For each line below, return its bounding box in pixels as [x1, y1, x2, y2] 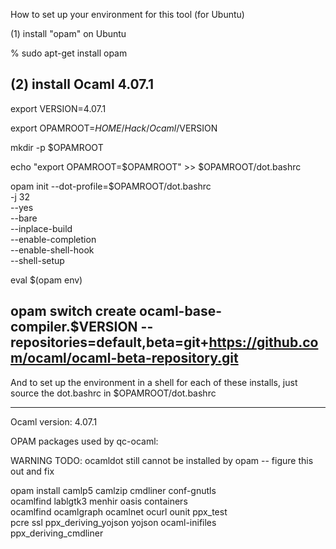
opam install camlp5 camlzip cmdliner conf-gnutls [10, 484, 217, 496]
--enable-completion [10, 233, 97, 245]
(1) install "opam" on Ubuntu [10, 28, 127, 39]
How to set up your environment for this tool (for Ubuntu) [10, 9, 245, 20]
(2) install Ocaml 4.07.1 [10, 76, 155, 93]
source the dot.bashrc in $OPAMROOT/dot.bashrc [10, 387, 217, 399]
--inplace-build [10, 222, 73, 234]
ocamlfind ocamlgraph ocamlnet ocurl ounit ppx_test [10, 505, 228, 518]
